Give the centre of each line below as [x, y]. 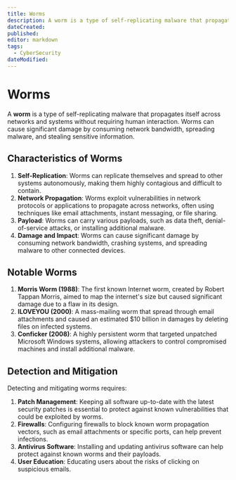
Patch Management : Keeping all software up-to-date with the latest [116, 402]
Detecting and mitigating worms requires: [67, 389]
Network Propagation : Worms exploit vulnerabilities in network [109, 198]
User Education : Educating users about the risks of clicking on [109, 462]
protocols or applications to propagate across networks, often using [116, 206]
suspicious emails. [44, 469]
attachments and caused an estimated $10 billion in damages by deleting [123, 319]
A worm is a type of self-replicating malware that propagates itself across [114, 114]
